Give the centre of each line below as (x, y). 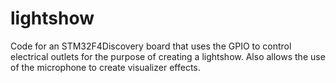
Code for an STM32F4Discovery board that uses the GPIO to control (151, 46)
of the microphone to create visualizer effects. (105, 67)
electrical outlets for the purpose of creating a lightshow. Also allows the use (168, 56)
